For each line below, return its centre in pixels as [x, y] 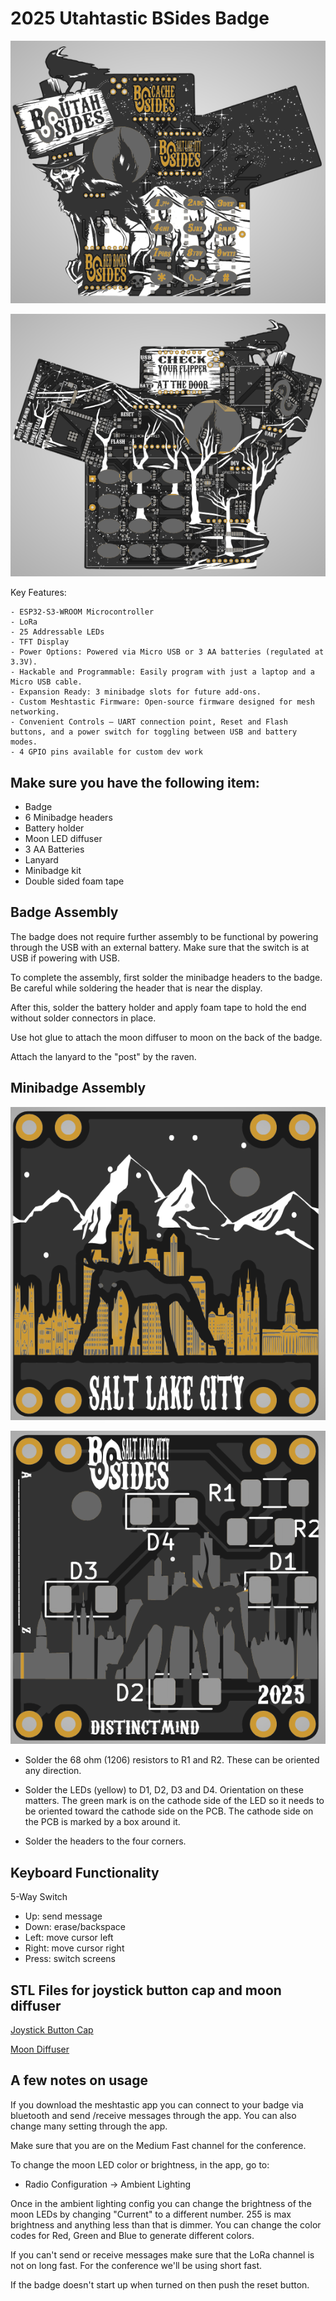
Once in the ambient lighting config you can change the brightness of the [161, 2203]
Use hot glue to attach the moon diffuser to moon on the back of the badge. [166, 1037]
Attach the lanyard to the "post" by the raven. [103, 1056]
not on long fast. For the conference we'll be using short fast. [136, 2265]
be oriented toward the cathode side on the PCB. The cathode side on [169, 1811]
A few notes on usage [79, 2080]
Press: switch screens [70, 1959]
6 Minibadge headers [68, 818]
